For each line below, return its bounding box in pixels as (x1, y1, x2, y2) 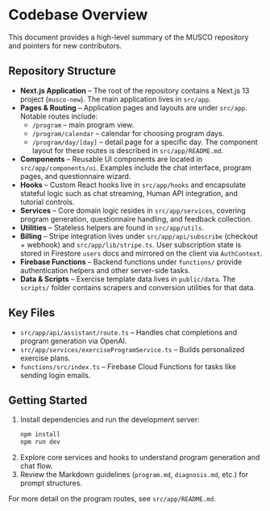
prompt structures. (19, 478, 83, 488)
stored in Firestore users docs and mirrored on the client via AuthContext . (19, 248, 263, 258)
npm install (19, 430, 60, 438)
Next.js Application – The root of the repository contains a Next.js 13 (19, 85, 250, 95)
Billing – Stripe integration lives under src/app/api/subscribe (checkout (19, 231, 258, 241)
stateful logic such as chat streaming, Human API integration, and (19, 188, 238, 198)
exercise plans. (19, 353, 71, 363)
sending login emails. (19, 370, 91, 380)
